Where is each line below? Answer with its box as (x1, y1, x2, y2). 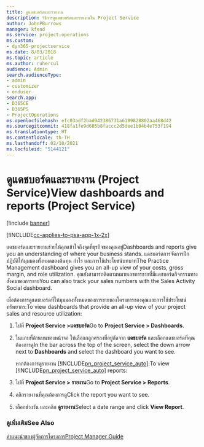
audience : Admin (6, 66, 48, 72)
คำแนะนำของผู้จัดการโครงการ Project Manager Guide (6, 432, 124, 440)
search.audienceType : (6, 72, 62, 78)
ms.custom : (6, 37, 34, 44)
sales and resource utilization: (6, 309, 82, 317)
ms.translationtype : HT (6, 129, 68, 135)
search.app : (6, 95, 37, 101)
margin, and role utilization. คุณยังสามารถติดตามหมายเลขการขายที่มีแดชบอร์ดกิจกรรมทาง (6, 270, 198, 278)
